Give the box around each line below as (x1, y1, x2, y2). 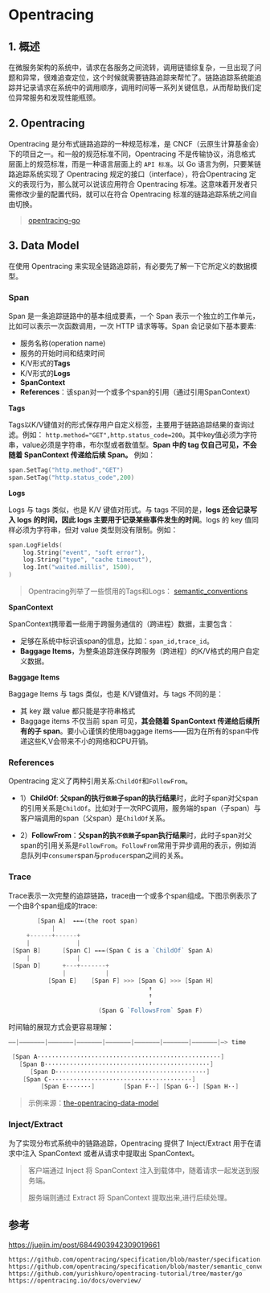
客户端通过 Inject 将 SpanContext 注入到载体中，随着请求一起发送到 (27, 1165, 253, 1175)
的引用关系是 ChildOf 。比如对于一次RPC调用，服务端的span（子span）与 (19, 803, 261, 813)
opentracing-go (27, 215, 80, 225)
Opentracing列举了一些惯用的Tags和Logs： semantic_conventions (27, 586, 248, 597)
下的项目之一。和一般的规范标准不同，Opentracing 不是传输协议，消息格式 (8, 149, 256, 159)
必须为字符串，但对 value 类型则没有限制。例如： (14, 525, 178, 535)
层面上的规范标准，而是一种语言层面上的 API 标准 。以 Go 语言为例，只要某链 (8, 159, 262, 168)
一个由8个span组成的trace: (8, 900, 98, 911)
